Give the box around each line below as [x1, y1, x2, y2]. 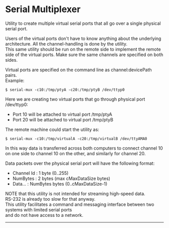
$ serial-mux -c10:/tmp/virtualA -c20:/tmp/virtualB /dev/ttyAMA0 [5, 136, 147, 141]
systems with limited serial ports [5, 206, 72, 213]
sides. [5, 57, 18, 63]
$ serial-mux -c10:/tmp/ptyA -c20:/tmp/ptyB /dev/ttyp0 [5, 87, 125, 92]
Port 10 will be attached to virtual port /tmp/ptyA [12, 111, 112, 117]
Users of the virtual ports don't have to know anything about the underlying [5, 35, 161, 41]
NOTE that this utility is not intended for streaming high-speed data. [5, 191, 146, 197]
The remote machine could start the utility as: [5, 126, 100, 132]
